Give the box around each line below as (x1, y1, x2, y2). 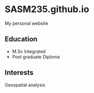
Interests (5, 68, 34, 77)
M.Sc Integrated (12, 48, 46, 54)
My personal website (5, 20, 49, 26)
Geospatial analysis (5, 82, 45, 88)
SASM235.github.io (5, 4, 89, 15)
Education (5, 35, 38, 43)
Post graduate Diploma (12, 54, 60, 60)
